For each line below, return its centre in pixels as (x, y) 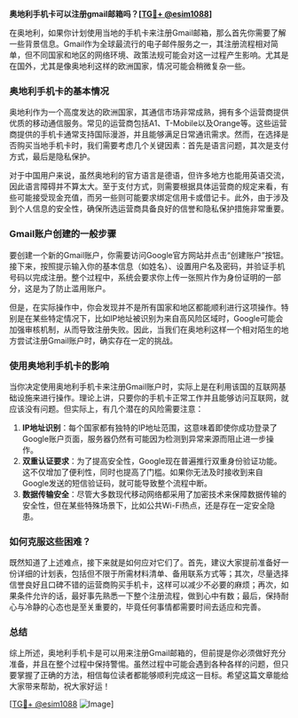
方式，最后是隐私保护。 (52, 157)
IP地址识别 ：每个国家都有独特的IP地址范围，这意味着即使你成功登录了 (149, 427)
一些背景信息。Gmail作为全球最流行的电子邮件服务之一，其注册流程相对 (140, 44)
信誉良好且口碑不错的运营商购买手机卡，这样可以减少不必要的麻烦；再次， (145, 585)
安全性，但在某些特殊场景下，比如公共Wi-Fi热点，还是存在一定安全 (145, 505)
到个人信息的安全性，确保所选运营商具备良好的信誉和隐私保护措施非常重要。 (149, 209)
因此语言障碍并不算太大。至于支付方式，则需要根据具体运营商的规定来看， (145, 186)
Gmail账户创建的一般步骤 (63, 234)
